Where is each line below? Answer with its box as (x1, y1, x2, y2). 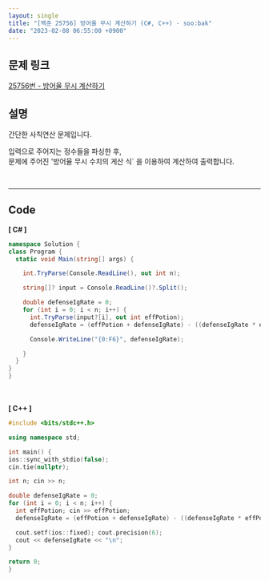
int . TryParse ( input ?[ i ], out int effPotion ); (29, 313, 184, 321)
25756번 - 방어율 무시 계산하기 (8, 81, 106, 91)
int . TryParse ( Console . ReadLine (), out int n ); (22, 269, 181, 277)
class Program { (8, 248, 62, 256)
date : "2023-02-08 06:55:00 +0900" (8, 26, 127, 34)
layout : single (8, 11, 59, 20)
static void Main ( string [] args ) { (15, 255, 134, 263)
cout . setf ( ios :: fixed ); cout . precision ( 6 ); (15, 528, 163, 537)
